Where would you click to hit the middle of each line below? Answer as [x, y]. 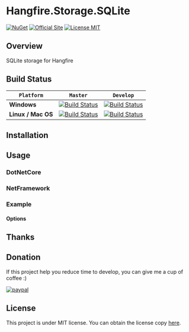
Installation [27, 135]
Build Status [29, 79]
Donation [23, 257]
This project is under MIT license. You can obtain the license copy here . [94, 322]
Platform [31, 95]
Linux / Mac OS [31, 114]
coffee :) [17, 278]
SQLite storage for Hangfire [40, 60]
